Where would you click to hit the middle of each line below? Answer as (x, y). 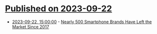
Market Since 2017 (30, 26)
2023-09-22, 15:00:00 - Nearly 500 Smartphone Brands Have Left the (82, 22)
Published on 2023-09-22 (58, 9)
